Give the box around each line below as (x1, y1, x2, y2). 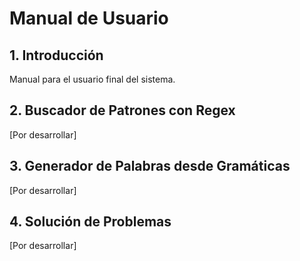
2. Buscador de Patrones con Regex (9, 102, 236, 119)
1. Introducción (9, 47, 104, 64)
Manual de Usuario (9, 7, 169, 30)
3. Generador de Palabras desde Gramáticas (9, 158, 291, 175)
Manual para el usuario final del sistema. (9, 73, 176, 85)
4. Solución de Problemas (9, 213, 172, 231)
